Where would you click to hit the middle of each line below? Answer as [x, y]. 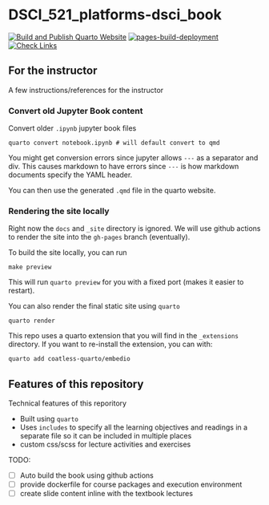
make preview [30, 267]
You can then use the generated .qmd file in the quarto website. [112, 191]
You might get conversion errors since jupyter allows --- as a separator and [133, 158]
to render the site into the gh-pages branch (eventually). [99, 237]
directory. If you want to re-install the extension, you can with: [110, 344]
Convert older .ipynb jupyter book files [72, 128]
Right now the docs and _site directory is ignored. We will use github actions [134, 228]
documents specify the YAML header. [70, 175]
